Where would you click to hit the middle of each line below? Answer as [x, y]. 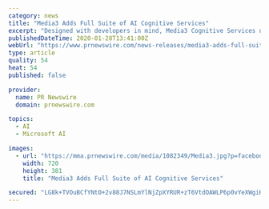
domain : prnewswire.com [55, 105]
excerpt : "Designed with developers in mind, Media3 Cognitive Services [132, 30]
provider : [25, 90]
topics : [21, 119]
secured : [23, 193]
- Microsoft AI [41, 134]
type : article [32, 53]
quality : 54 [28, 61]
